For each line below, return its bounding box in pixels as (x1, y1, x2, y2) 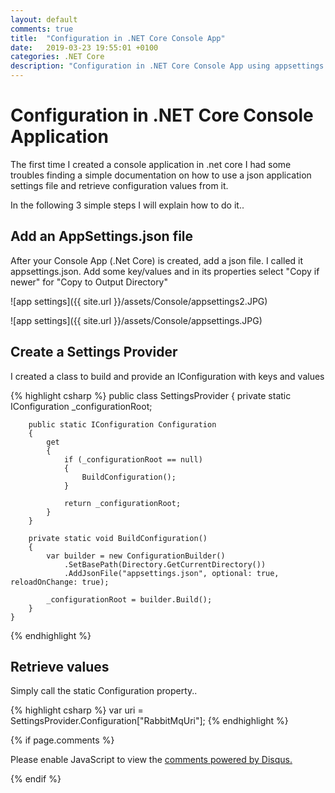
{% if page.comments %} (10, 734, 115, 746)
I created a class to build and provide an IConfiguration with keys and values (10, 370, 325, 382)
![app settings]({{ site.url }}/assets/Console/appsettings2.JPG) (10, 295, 268, 307)
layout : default (10, 14, 78, 25)
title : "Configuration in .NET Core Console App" (10, 33, 226, 43)
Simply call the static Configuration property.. (10, 685, 198, 697)
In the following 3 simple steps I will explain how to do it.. (10, 199, 245, 211)
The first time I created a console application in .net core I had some (10, 158, 292, 170)
